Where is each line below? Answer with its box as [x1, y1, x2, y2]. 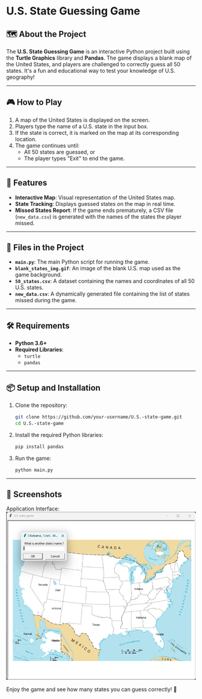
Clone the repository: [14, 402, 68, 409]
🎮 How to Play [6, 98, 63, 108]
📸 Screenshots [6, 489, 63, 499]
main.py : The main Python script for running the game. [14, 258, 150, 266]
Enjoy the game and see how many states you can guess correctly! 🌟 [6, 685, 177, 693]
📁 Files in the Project [6, 243, 84, 253]
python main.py [14, 467, 54, 473]
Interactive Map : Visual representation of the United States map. [14, 194, 176, 201]
